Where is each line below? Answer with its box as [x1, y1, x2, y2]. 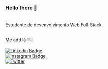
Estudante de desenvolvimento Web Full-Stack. [5, 22, 103, 28]
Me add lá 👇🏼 [5, 37, 34, 43]
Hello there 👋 [5, 4, 38, 11]
